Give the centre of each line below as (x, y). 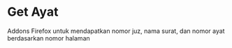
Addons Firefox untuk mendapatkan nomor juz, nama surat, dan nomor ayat (116, 31)
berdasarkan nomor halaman (49, 38)
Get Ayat (33, 12)
